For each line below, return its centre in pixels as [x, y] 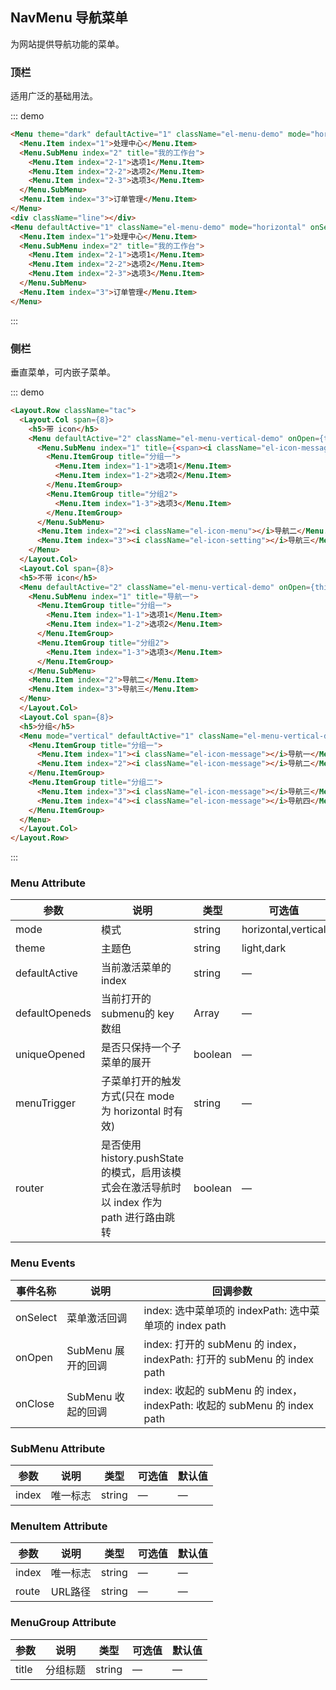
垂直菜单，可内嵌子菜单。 [63, 372]
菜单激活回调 [97, 1318]
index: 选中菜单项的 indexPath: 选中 [226, 1310]
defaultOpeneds [53, 1013]
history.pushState [142, 1158]
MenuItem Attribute [59, 1526]
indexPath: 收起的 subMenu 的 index [229, 1405]
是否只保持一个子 [141, 1048]
